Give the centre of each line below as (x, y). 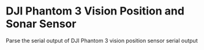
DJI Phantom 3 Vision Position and (95, 11)
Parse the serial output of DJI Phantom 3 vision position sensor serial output (102, 40)
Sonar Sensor (41, 24)
